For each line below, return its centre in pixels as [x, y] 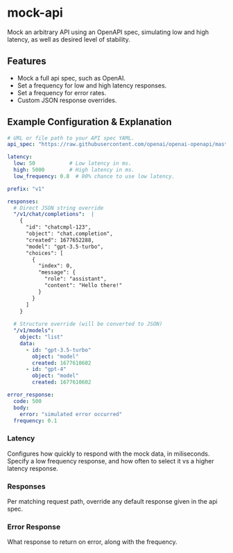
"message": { [57, 272]
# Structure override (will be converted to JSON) [88, 324]
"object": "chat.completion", [69, 234]
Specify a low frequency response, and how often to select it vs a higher [111, 461]
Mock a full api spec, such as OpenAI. [71, 78]
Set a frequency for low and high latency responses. [92, 85]
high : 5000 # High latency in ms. [74, 170]
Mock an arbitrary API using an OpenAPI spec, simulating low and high [108, 32]
